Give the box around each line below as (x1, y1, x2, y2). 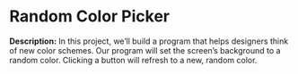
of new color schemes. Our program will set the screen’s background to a (9, 45, 281, 55)
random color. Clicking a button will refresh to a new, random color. (9, 54, 258, 65)
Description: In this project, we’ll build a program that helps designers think (9, 36, 289, 46)
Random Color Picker (9, 6, 171, 27)
